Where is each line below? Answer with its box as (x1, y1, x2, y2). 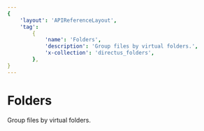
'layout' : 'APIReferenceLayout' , (20, 17, 117, 24)
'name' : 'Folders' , (44, 36, 101, 43)
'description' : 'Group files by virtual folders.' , (44, 43, 198, 50)
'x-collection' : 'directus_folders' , (44, 50, 155, 57)
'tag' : (20, 23, 39, 30)
